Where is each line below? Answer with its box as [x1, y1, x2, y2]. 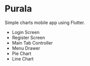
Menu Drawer [11, 45, 40, 51]
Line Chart [11, 55, 33, 61]
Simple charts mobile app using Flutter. [4, 19, 85, 25]
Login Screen [11, 29, 39, 35]
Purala [4, 3, 32, 14]
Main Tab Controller [11, 39, 53, 45]
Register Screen [11, 34, 45, 40]
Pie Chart [11, 50, 31, 56]
